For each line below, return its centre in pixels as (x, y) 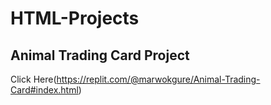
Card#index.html (44, 90)
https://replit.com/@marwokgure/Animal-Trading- (158, 79)
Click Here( (33, 79)
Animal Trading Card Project (100, 55)
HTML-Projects (75, 18)
